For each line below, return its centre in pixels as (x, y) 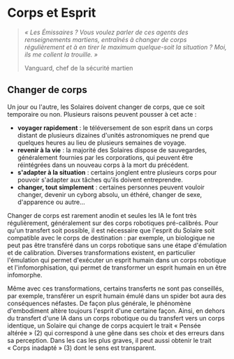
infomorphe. (25, 274)
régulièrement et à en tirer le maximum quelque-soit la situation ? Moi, (125, 47)
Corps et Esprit (52, 13)
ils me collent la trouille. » (61, 54)
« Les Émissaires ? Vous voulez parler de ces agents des (106, 32)
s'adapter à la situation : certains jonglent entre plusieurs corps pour (117, 172)
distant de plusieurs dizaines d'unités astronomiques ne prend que (113, 135)
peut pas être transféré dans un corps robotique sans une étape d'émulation (117, 245)
